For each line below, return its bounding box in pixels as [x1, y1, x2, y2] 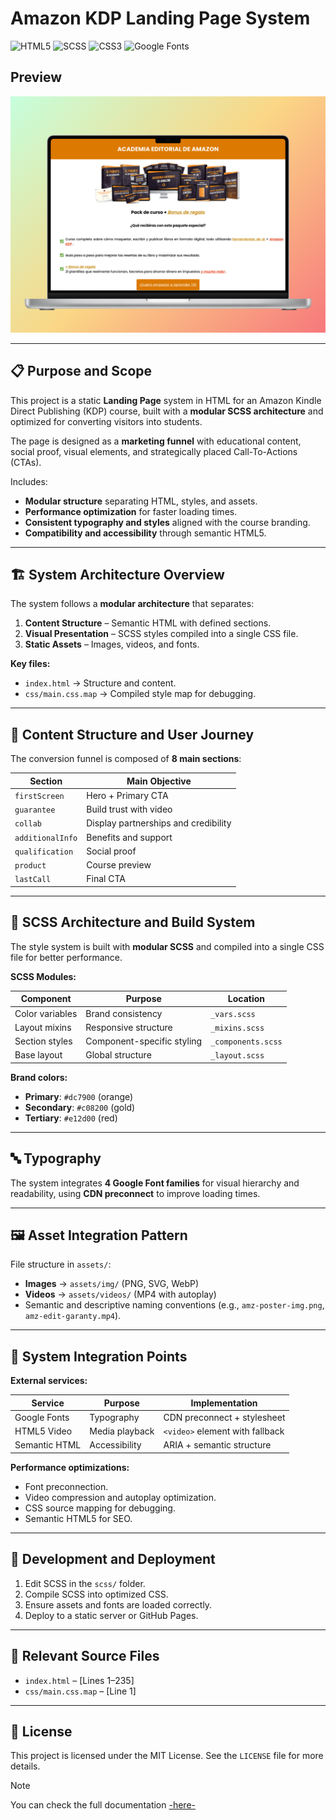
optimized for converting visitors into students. [10, 415, 203, 427]
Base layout [14, 1049, 63, 1061]
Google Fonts [14, 1411, 70, 1423]
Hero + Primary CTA [86, 789, 169, 801]
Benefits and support [86, 831, 173, 843]
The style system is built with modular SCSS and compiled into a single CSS [10, 940, 325, 952]
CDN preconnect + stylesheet [163, 1411, 286, 1423]
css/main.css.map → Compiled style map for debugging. [24, 688, 257, 700]
